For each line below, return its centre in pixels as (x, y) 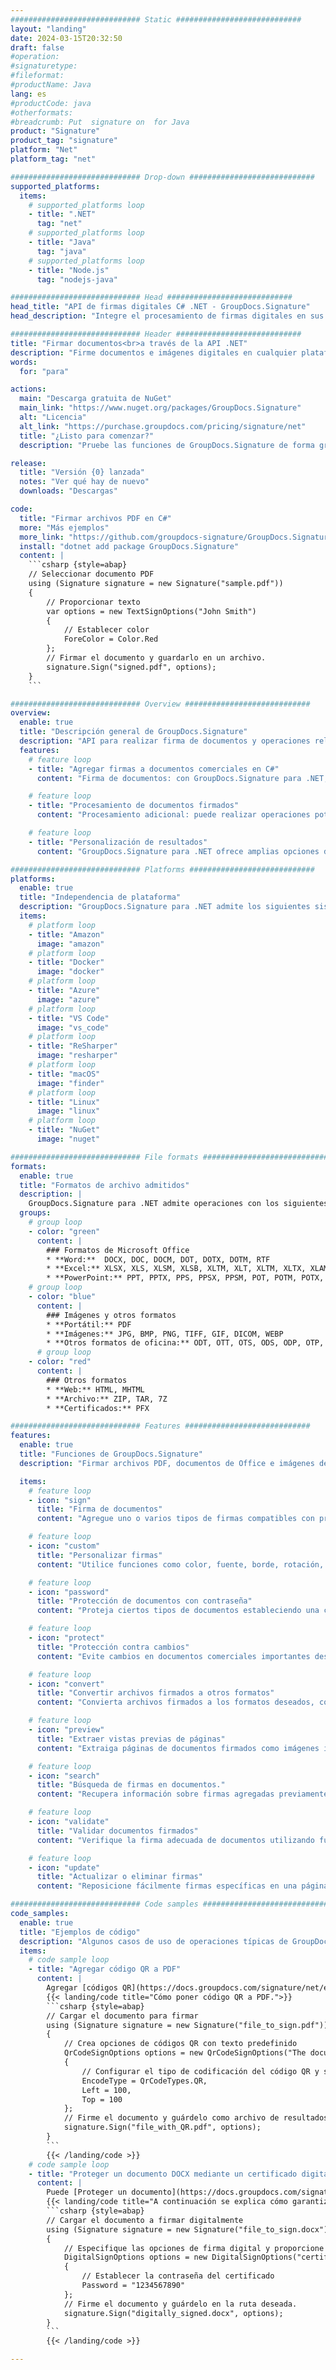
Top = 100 (102, 2099)
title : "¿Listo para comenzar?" (87, 436)
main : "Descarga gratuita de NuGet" (95, 399)
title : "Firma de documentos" (99, 1509)
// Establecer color (106, 630)
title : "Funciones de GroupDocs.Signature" (111, 1454)
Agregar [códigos (82, 1988)
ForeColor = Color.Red (111, 639)
